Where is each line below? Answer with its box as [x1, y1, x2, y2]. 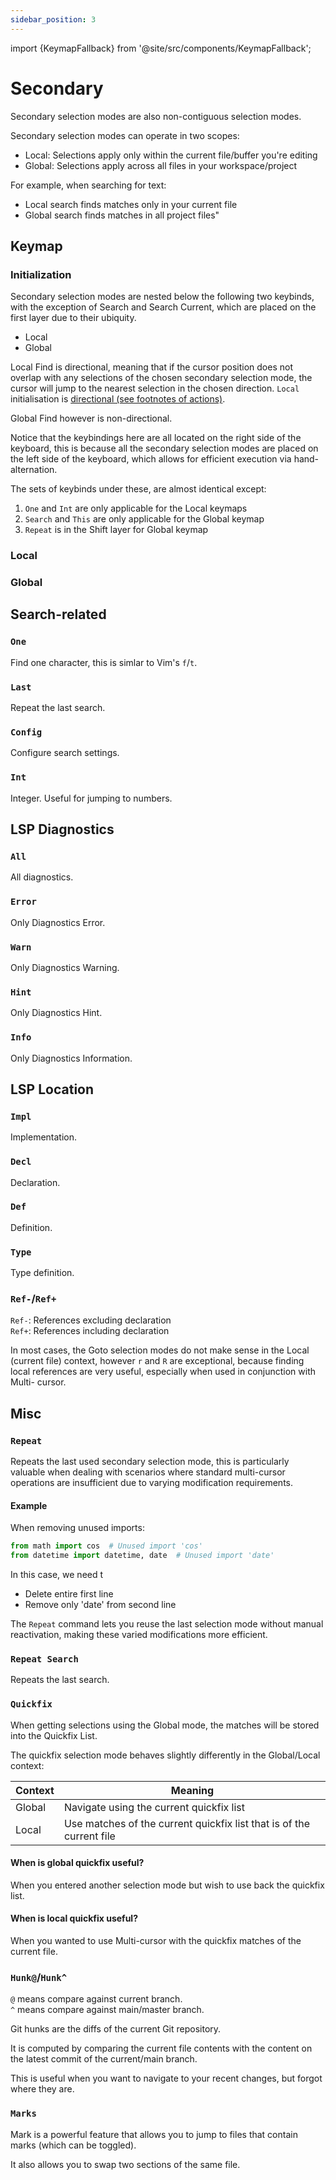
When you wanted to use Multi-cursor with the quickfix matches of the [10, 1935, 302, 1947]
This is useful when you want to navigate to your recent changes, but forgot [10, 2072, 323, 2085]
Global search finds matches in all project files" [24, 209, 220, 221]
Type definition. [10, 1267, 75, 1279]
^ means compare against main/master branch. [10, 2004, 205, 2016]
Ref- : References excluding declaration [10, 1314, 172, 1326]
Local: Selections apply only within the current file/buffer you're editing [24, 149, 318, 161]
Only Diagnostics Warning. [10, 961, 120, 973]
